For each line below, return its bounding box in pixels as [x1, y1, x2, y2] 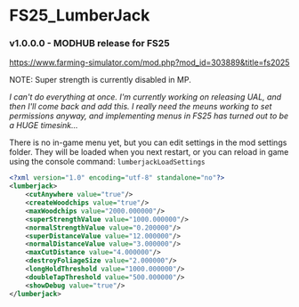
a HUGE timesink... [9, 120, 78, 131]
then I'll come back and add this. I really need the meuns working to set [9, 101, 272, 112]
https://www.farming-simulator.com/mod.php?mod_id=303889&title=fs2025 [9, 57, 290, 68]
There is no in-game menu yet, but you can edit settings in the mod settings [9, 137, 287, 148]
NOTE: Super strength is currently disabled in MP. [9, 75, 191, 85]
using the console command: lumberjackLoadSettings [9, 157, 206, 167]
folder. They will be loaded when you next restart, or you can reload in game [9, 147, 289, 158]
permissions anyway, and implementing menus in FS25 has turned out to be [9, 110, 289, 121]
